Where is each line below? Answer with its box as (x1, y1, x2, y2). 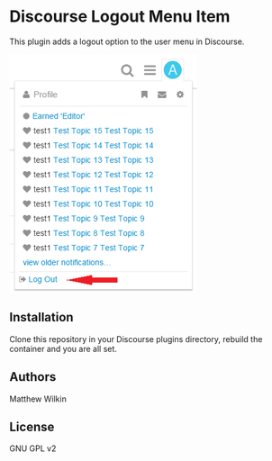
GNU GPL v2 (9, 443, 57, 454)
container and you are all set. (9, 343, 117, 354)
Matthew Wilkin (9, 393, 68, 404)
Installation (9, 310, 74, 325)
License (9, 419, 55, 434)
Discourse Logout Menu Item (9, 6, 231, 27)
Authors (9, 369, 57, 384)
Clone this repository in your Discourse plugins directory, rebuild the (9, 333, 263, 344)
